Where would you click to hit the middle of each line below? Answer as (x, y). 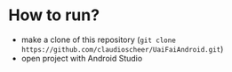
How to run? (54, 15)
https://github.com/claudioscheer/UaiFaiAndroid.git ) (122, 48)
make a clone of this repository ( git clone (99, 40)
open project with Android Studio (82, 58)
